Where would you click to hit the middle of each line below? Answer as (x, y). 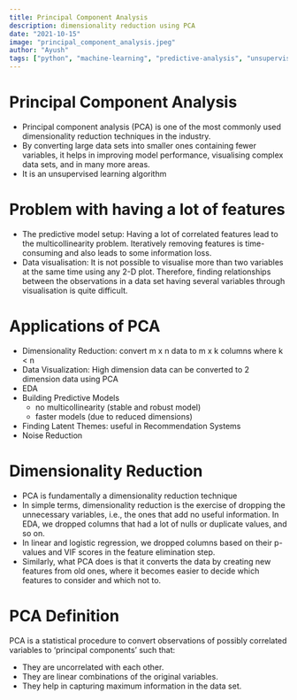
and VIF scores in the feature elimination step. (132, 552)
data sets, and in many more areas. (86, 164)
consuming (42, 252)
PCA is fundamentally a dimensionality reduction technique (129, 496)
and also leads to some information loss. (138, 252)
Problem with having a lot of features (147, 210)
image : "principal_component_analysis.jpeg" (92, 42)
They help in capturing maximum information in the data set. (132, 686)
